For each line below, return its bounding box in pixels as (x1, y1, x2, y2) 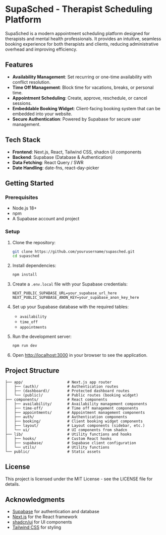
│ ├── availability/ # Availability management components (5, 401, 148, 406)
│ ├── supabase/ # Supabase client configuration (5, 440, 136, 445)
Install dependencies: (12, 263, 56, 268)
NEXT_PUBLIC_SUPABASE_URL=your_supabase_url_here (12, 291, 117, 296)
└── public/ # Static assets (5, 449, 101, 454)
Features (5, 61, 33, 69)
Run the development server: (12, 334, 72, 339)
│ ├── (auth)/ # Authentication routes (5, 384, 119, 389)
